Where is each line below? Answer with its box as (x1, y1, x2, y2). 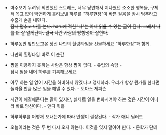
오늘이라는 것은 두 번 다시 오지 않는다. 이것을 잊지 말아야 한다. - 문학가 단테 (10, 124, 158, 130)
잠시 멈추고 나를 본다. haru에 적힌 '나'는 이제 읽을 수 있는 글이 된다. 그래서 (10, 23, 155, 29)
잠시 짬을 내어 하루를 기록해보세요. (10, 69, 78, 75)
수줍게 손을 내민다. (10, 17, 47, 23)
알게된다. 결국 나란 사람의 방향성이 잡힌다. (26, 30, 109, 36)
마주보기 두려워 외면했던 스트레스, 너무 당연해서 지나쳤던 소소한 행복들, (10, 5, 149, 10)
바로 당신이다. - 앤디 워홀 (15, 103, 65, 109)
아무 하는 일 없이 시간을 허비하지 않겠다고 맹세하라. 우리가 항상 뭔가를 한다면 (10, 79, 160, 85)
